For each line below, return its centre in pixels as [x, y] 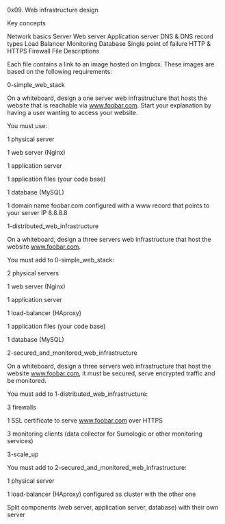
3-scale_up [23, 454]
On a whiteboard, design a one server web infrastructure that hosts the [107, 98]
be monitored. [27, 380]
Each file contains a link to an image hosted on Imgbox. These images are [111, 64]
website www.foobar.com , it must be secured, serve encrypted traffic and [111, 373]
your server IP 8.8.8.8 [37, 213]
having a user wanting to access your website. [72, 113]
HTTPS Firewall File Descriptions [53, 51]
